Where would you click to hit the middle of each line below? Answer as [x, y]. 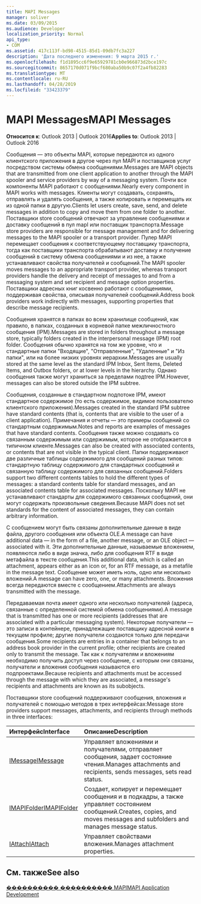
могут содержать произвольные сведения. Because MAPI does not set [95, 503]
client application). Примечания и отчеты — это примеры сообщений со [98, 420]
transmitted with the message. [44, 591]
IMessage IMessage [37, 760]
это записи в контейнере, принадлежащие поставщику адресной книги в [100, 628]
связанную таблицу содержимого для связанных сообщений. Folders [95, 471]
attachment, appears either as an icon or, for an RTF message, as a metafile [100, 566]
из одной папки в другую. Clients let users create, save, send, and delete [97, 205]
